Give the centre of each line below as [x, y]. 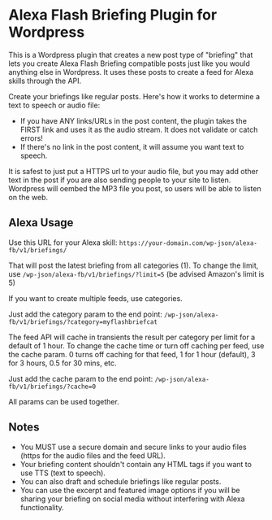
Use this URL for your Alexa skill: [63, 243]
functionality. [42, 507]
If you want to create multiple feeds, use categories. [95, 298]
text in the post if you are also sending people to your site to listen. [120, 180]
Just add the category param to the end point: [85, 314]
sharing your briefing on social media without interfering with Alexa [132, 499]
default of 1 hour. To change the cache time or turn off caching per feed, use [136, 345]
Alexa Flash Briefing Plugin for [113, 15]
